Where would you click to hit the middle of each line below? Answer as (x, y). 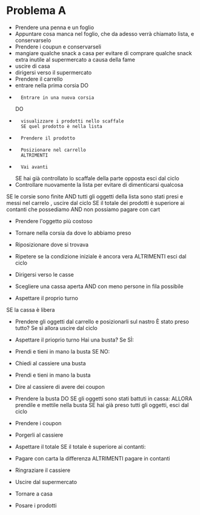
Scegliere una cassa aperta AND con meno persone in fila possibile (99, 286)
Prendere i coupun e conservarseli (58, 47)
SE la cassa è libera (31, 309)
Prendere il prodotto (48, 138)
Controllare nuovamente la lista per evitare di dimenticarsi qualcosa (99, 184)
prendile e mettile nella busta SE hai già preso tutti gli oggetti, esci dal (102, 405)
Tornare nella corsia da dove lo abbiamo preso (73, 233)
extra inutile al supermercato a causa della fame (75, 59)
